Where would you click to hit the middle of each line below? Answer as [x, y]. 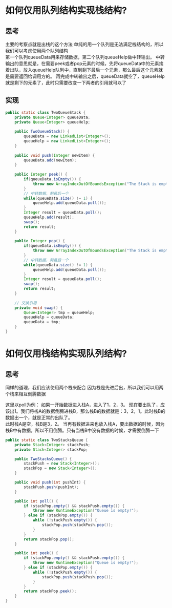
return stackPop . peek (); [50, 591]
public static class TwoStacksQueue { [47, 440]
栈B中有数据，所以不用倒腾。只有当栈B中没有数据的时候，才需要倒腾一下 [82, 430]
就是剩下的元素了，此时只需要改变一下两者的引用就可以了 [66, 83]
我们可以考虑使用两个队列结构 [37, 51]
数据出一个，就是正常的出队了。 [39, 417]
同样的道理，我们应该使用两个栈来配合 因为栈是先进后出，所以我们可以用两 [84, 387]
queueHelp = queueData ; [49, 317]
